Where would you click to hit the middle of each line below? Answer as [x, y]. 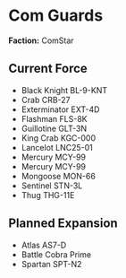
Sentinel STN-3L [52, 186]
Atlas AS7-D [44, 245]
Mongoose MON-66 [58, 176]
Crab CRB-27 [46, 100]
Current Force [48, 69]
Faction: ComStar [41, 40]
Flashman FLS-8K [54, 118]
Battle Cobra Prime [56, 254]
